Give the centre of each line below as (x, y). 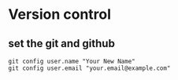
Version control (60, 15)
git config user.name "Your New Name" (72, 61)
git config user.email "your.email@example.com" (89, 68)
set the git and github (62, 44)
